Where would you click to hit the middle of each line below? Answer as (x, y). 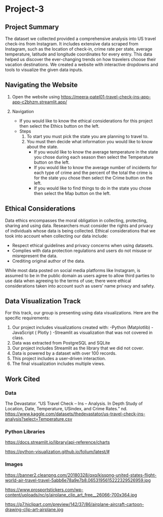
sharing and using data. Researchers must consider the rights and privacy (79, 226)
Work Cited (23, 379)
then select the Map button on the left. (72, 193)
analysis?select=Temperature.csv (39, 419)
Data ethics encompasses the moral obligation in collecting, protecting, (76, 220)
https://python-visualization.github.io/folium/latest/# (57, 452)
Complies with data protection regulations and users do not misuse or (82, 250)
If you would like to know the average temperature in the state (96, 152)
